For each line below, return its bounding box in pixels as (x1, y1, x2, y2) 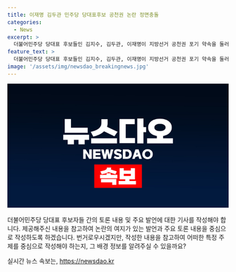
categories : (7, 18, 42, 26)
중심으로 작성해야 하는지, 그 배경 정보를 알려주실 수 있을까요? (20, 242, 187, 250)
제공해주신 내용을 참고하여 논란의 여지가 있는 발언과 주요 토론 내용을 (22, 224, 208, 233)
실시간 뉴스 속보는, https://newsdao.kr (7, 257, 114, 266)
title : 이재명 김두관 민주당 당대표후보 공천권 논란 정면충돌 (7, 11, 159, 18)
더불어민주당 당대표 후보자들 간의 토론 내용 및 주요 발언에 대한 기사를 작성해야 (7, 216, 219, 224)
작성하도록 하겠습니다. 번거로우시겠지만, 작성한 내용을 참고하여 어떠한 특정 (14, 233, 218, 242)
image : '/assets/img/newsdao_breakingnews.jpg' (7, 63, 150, 70)
